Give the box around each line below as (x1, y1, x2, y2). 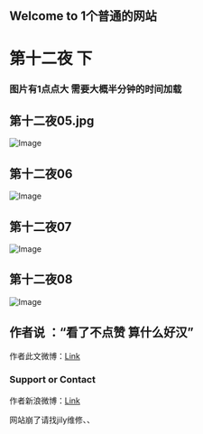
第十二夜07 (9, 219, 72, 235)
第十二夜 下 (9, 48, 93, 69)
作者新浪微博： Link (9, 395, 81, 406)
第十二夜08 (9, 272, 73, 287)
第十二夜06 (9, 166, 73, 181)
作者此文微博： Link (9, 350, 81, 361)
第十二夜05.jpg (9, 113, 95, 128)
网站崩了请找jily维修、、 (9, 414, 96, 425)
